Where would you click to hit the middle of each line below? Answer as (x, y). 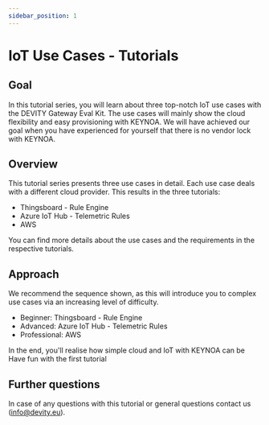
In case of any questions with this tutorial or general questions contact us (130, 404)
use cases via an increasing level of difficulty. (84, 302)
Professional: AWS (51, 335)
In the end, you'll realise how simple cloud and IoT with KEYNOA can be (127, 350)
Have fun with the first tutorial (57, 359)
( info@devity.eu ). (37, 412)
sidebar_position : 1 (43, 16)
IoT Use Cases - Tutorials (94, 55)
